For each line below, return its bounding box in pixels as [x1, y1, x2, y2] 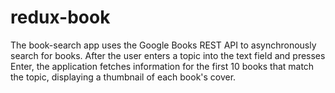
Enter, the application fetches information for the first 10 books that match [10, 60, 315, 72]
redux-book [10, 6, 111, 29]
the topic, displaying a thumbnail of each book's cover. [10, 71, 237, 83]
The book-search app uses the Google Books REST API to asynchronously [10, 39, 317, 51]
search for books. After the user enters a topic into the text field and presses [10, 49, 326, 61]
